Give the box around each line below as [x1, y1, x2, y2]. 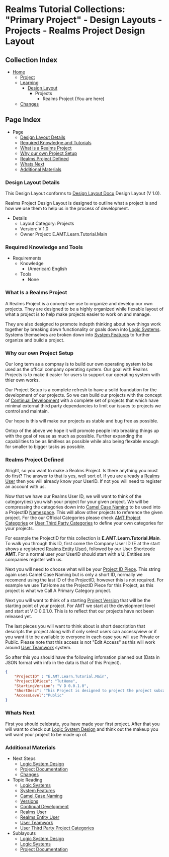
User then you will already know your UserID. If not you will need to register [5, 478, 162, 484]
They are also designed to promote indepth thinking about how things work [5, 321, 161, 327]
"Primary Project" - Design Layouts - [5, 14, 162, 26]
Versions [20, 798, 39, 804]
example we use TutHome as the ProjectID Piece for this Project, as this [5, 582, 154, 588]
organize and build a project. [5, 337, 64, 343]
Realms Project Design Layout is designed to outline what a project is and [5, 200, 157, 206]
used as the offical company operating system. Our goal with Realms [5, 366, 148, 372]
